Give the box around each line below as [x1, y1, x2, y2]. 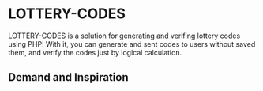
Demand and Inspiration [8, 70, 129, 84]
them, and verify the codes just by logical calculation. [8, 47, 182, 57]
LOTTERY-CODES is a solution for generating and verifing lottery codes [8, 31, 241, 40]
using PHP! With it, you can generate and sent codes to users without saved [8, 39, 256, 48]
